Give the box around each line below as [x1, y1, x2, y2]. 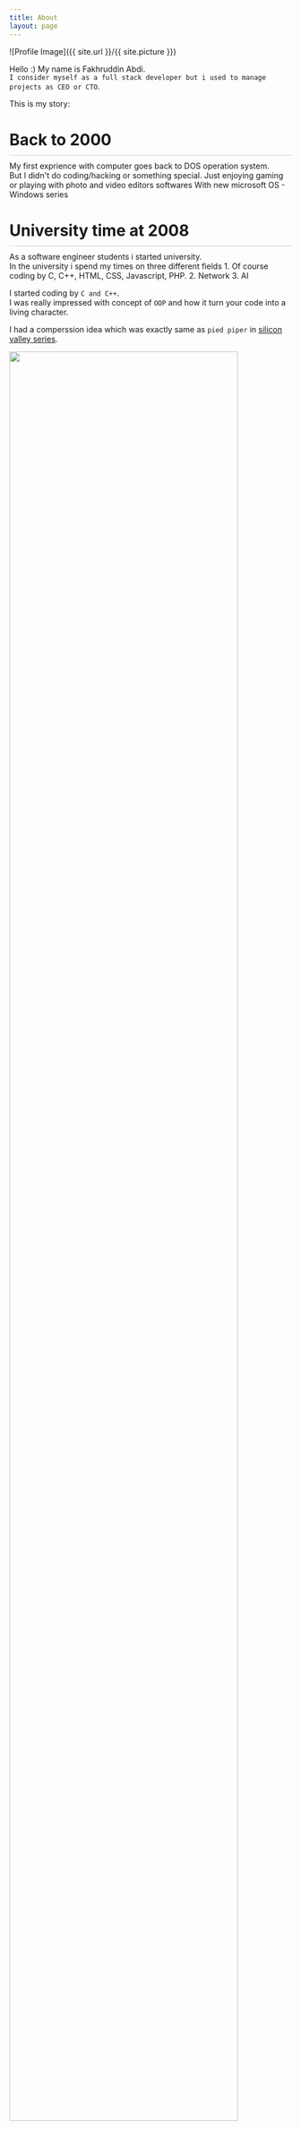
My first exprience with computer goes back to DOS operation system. [9, 160, 271, 171]
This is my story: [9, 98, 71, 108]
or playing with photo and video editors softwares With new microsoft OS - [9, 179, 286, 190]
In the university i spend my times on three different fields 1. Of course [9, 261, 269, 272]
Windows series [9, 189, 69, 200]
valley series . [9, 333, 58, 344]
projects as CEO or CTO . [9, 81, 100, 91]
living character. [9, 306, 69, 317]
